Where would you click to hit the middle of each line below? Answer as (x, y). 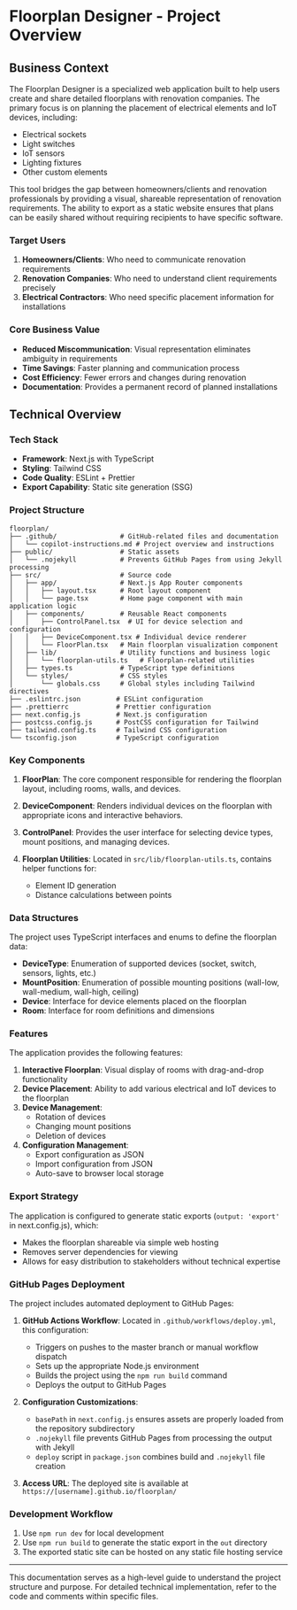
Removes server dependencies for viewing (100, 1251)
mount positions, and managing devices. (96, 841)
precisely (38, 288)
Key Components (47, 760)
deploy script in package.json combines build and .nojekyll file (150, 1457)
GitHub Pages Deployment (67, 1284)
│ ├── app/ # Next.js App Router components (126, 583)
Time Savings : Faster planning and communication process (131, 368)
